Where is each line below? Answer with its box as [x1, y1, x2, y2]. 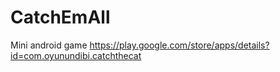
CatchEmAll [10, 6, 111, 29]
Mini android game [10, 39, 88, 51]
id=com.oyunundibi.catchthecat [10, 49, 142, 61]
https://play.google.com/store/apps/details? [89, 39, 270, 51]
